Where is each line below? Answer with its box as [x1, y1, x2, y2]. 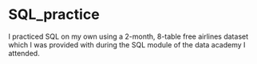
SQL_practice [8, 6, 100, 24]
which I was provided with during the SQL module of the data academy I [8, 40, 246, 49]
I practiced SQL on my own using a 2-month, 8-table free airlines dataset [8, 32, 249, 41]
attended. [8, 48, 40, 58]
